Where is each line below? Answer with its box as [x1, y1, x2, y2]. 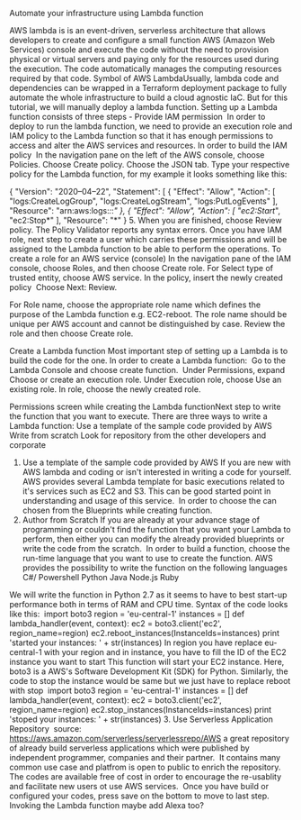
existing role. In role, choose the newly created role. [9, 384, 201, 395]
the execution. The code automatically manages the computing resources [9, 63, 282, 74]
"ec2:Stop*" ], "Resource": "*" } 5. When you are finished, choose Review [9, 215, 282, 225]
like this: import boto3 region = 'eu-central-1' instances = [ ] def [9, 608, 245, 619]
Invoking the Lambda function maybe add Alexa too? [9, 800, 205, 810]
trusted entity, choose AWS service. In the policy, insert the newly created [9, 272, 283, 283]
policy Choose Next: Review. [9, 282, 118, 292]
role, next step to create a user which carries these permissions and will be [9, 234, 288, 244]
